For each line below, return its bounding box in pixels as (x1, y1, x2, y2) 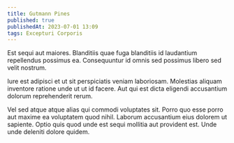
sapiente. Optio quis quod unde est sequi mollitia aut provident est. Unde (7, 120, 217, 129)
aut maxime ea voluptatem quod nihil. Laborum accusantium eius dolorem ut (7, 113, 228, 121)
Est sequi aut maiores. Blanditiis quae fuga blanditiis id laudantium (7, 49, 198, 57)
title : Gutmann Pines (7, 10, 71, 17)
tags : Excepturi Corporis (7, 29, 82, 37)
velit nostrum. (7, 63, 47, 72)
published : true (7, 17, 54, 24)
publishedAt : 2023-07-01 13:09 (7, 23, 98, 30)
